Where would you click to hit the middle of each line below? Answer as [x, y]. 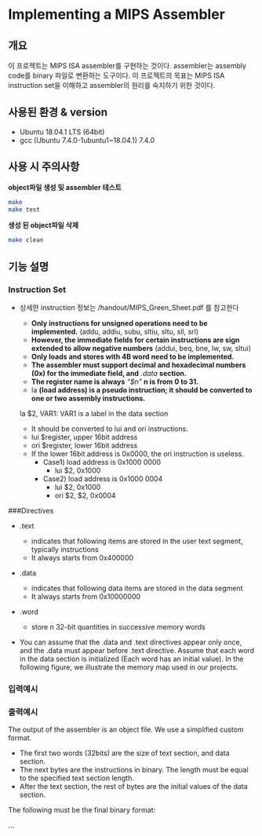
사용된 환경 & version [58, 113]
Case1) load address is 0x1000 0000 [102, 462]
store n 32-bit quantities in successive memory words [118, 626]
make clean [26, 240]
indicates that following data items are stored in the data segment [137, 588]
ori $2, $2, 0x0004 [85, 495]
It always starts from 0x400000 [82, 557]
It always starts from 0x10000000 [86, 596]
